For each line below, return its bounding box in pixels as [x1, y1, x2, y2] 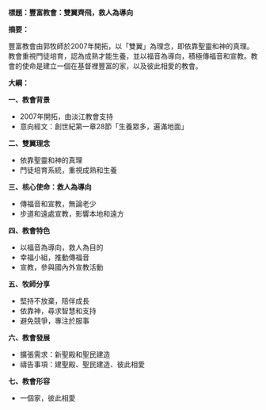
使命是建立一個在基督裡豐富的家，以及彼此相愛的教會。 [21, 61, 203, 71]
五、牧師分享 [8, 279, 50, 289]
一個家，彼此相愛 [19, 393, 76, 403]
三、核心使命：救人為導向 [8, 182, 92, 191]
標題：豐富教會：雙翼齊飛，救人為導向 [8, 8, 133, 17]
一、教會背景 [8, 95, 50, 104]
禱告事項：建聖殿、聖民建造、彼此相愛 [19, 360, 145, 369]
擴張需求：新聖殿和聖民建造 [19, 350, 111, 359]
